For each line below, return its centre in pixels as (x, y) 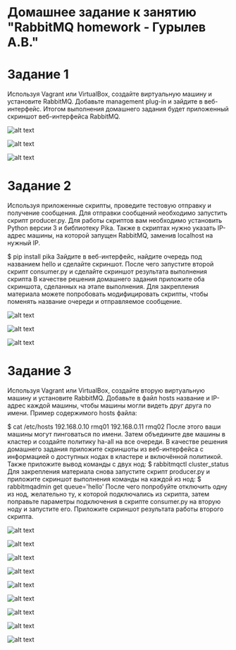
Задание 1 (38, 74)
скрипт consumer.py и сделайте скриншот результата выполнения (107, 271)
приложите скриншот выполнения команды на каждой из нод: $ (105, 479)
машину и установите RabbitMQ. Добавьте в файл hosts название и (108, 398)
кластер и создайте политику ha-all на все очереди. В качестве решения (117, 442)
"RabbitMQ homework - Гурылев (107, 27)
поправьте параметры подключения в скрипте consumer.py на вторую (114, 502)
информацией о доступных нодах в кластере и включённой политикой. (115, 456)
